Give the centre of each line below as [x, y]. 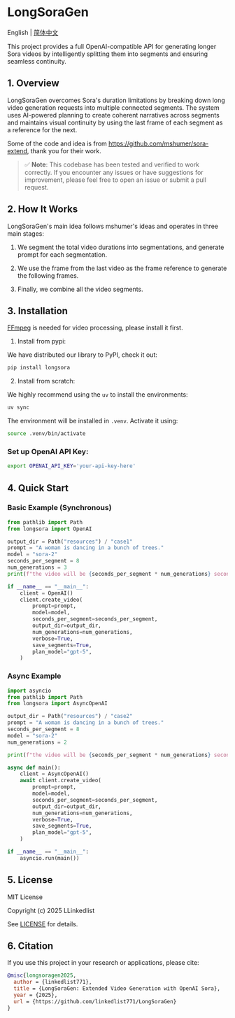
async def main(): [34, 768]
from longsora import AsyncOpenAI [58, 704]
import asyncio [29, 691]
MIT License [25, 897]
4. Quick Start [38, 488]
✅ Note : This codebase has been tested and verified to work [112, 164]
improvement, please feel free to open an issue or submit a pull [115, 180]
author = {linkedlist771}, [53, 982]
